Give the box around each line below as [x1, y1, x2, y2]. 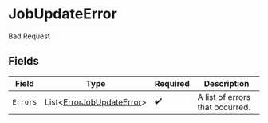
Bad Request [8, 31, 50, 41]
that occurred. [197, 101, 251, 113]
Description [203, 77, 250, 89]
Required [154, 77, 190, 89]
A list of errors [197, 91, 251, 102]
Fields [8, 54, 40, 68]
